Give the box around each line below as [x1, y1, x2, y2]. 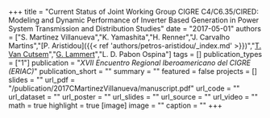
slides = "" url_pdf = [8, 75, 75, 84]
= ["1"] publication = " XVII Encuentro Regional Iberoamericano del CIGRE [8, 58, 251, 67]
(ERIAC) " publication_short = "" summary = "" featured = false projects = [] [8, 67, 258, 75]
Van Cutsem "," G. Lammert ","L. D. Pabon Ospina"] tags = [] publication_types [8, 50, 263, 59]
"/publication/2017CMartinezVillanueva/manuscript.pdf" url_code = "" [8, 83, 240, 93]
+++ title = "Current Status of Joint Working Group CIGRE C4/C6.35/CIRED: [8, 7, 260, 16]
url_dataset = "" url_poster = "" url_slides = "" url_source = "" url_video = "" [8, 92, 258, 101]
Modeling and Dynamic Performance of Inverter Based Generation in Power [8, 15, 260, 25]
